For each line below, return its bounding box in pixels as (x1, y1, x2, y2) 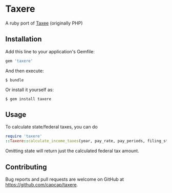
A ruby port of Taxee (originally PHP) (5, 20, 83, 26)
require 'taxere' (5, 134, 42, 139)
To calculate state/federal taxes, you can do (5, 124, 98, 130)
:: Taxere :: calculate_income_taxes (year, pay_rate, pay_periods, (5, 139, 145, 144)
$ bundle (5, 77, 24, 82)
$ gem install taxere (5, 96, 52, 101)
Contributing (5, 162, 47, 171)
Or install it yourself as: (5, 87, 54, 93)
